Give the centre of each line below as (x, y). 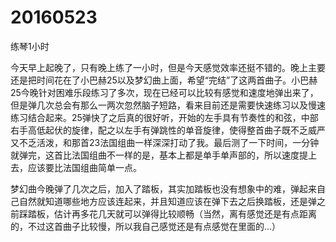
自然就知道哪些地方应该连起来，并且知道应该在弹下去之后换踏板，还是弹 (167, 201)
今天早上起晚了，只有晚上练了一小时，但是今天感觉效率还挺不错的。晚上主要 (168, 67)
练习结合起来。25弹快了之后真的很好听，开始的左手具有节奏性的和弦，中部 (164, 117)
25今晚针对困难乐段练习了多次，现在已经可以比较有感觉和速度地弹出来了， (164, 92)
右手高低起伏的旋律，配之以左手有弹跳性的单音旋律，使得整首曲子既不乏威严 (168, 130)
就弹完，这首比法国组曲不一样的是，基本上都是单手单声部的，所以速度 (155, 155)
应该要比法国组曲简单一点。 (84, 167)
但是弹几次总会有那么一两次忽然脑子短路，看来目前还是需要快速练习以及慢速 (168, 105)
